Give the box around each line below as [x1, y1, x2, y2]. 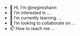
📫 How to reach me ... [9, 26, 55, 31]
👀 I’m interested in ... [9, 10, 51, 16]
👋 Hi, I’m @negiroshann [9, 5, 57, 10]
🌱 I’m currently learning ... [9, 15, 62, 20]
